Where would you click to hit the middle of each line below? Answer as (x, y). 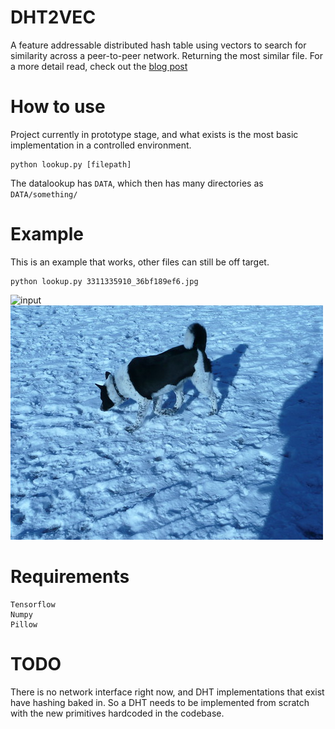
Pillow (24, 624)
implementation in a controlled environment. (101, 145)
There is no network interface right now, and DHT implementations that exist (167, 692)
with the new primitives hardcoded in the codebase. (117, 713)
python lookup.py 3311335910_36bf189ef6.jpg (104, 281)
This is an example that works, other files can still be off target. (140, 262)
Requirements (70, 577)
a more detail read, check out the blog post (99, 66)
